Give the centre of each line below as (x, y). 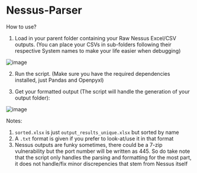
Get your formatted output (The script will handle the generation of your (102, 91)
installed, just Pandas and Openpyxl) (59, 80)
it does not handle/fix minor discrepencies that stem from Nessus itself (101, 164)
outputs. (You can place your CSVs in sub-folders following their (93, 44)
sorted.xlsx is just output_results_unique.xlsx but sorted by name (97, 132)
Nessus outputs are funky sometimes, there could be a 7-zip (88, 145)
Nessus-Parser (44, 10)
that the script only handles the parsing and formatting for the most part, (103, 157)
